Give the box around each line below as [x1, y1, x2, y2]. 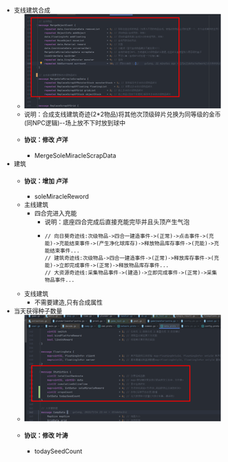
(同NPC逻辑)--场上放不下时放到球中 [23, 118, 126, 127]
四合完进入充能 [34, 209, 77, 218]
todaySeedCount [34, 447, 83, 455]
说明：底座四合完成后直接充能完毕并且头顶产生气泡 [44, 218, 190, 226]
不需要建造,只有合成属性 [34, 298, 103, 306]
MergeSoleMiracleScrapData [34, 151, 116, 160]
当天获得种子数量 [13, 307, 63, 315]
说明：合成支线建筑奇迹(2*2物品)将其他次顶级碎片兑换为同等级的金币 [23, 109, 221, 118]
